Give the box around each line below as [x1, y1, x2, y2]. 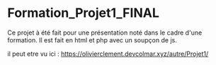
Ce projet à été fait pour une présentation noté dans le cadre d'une [7, 28, 203, 37]
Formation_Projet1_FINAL [7, 5, 159, 21]
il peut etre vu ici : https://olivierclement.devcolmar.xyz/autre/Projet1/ [7, 49, 209, 58]
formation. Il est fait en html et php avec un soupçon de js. [7, 35, 177, 44]
